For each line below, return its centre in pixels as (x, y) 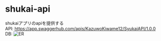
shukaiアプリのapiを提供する (34, 23)
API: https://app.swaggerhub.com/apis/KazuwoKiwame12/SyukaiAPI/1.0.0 (80, 28)
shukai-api (28, 9)
